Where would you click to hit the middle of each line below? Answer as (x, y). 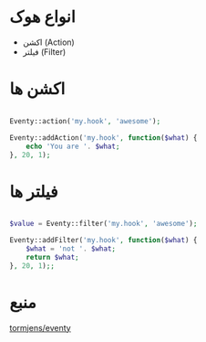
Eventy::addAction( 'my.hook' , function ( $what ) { (103, 138)
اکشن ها (37, 89)
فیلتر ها (34, 192)
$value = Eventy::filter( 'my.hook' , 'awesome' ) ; (103, 224)
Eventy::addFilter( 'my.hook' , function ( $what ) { (103, 240)
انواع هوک (42, 17)
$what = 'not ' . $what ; (71, 249)
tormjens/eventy (40, 327)
